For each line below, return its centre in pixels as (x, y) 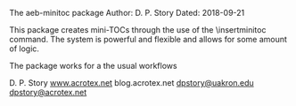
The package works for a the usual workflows (93, 66)
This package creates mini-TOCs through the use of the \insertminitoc (138, 30)
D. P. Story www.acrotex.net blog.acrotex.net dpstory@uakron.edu (132, 83)
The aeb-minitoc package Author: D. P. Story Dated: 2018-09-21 (127, 13)
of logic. (25, 49)
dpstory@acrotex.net (48, 92)
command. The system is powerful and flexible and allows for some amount (148, 39)
